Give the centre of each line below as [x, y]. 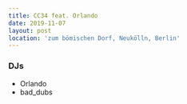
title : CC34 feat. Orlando [53, 16]
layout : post [30, 30]
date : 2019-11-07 [37, 23]
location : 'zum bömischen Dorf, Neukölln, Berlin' [94, 38]
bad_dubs [36, 92]
